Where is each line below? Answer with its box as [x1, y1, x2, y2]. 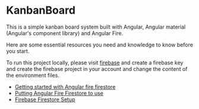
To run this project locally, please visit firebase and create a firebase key [6, 59, 184, 66]
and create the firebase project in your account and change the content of [6, 65, 188, 72]
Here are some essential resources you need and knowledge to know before [6, 41, 193, 48]
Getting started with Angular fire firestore [14, 83, 116, 90]
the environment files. [6, 71, 59, 79]
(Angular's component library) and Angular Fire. [6, 29, 124, 36]
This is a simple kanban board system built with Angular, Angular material [6, 23, 186, 30]
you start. [6, 47, 30, 54]
